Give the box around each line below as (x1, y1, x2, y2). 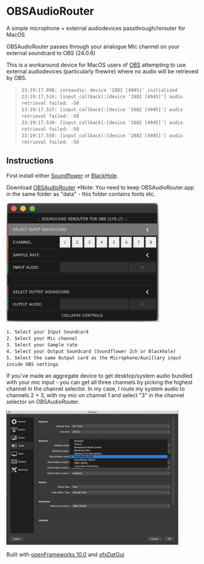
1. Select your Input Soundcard (6, 329, 89, 335)
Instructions (6, 156, 54, 166)
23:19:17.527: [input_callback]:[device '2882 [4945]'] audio (21, 106, 183, 112)
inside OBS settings (6, 361, 59, 367)
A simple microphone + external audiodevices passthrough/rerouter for (6, 24, 186, 32)
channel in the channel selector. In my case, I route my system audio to (6, 385, 185, 392)
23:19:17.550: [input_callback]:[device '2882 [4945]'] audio (21, 133, 183, 139)
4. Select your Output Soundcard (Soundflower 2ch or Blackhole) (6, 348, 176, 354)
